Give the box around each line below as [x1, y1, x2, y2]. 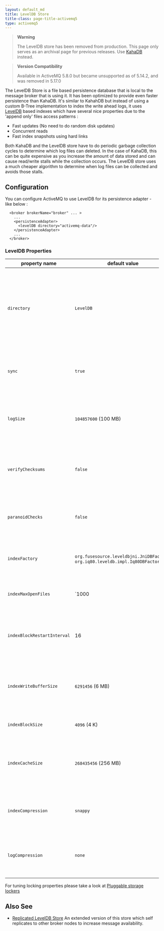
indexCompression [7, 808, 48, 814]
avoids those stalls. [5, 169, 44, 175]
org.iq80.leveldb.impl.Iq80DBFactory [75, 559, 163, 565]
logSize [7, 416, 25, 422]
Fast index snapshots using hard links [12, 133, 88, 139]
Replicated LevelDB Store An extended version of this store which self [12, 915, 153, 921]
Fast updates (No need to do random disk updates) [12, 123, 115, 129]
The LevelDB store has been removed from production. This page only [17, 43, 159, 49]
